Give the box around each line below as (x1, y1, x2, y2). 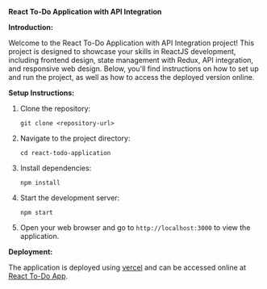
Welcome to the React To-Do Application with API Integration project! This (8, 38, 255, 48)
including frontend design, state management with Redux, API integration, (8, 56, 254, 65)
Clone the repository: (19, 104, 91, 113)
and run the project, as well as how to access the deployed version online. (8, 73, 255, 82)
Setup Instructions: (8, 88, 75, 98)
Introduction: (8, 23, 54, 31)
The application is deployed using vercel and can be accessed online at (8, 262, 246, 272)
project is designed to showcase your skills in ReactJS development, (8, 47, 236, 56)
